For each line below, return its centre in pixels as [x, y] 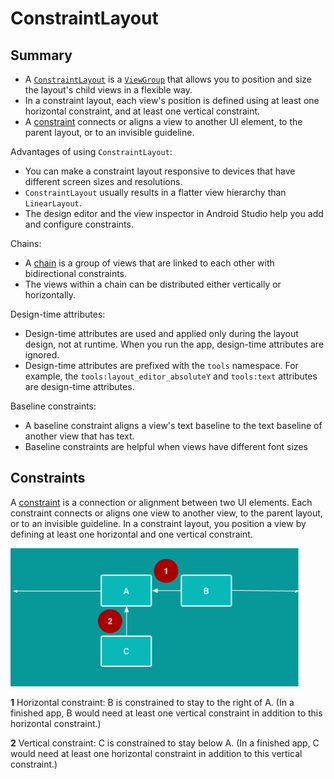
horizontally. [50, 295]
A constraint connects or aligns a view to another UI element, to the [163, 121]
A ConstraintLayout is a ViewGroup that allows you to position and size [168, 79]
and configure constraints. [79, 224]
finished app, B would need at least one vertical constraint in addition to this [166, 713]
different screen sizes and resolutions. [103, 181]
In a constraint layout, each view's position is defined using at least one [172, 100]
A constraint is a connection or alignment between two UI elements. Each [161, 502]
